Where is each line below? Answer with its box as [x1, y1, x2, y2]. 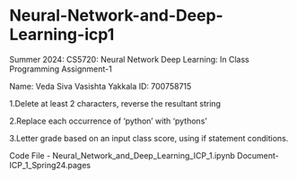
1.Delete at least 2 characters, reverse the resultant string [9, 98, 222, 108]
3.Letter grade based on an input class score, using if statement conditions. [9, 132, 289, 143]
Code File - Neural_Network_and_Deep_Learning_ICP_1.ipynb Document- [9, 149, 280, 161]
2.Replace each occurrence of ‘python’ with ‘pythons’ [9, 115, 208, 126]
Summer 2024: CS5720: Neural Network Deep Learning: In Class [9, 54, 249, 64]
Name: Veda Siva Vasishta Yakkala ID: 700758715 [9, 81, 192, 91]
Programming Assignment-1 [9, 64, 112, 74]
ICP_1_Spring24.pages [9, 159, 92, 170]
